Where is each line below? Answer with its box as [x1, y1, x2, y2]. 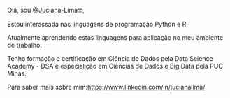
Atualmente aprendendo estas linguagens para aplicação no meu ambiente [7, 34, 224, 41]
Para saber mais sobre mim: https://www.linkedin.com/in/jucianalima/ [7, 83, 206, 91]
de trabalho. [7, 41, 43, 49]
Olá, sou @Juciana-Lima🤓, [7, 6, 85, 14]
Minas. [7, 69, 27, 78]
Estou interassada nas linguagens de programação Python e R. [7, 20, 189, 28]
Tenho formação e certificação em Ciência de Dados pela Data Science [7, 55, 213, 62]
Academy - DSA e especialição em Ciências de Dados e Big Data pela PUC [7, 62, 224, 70]
